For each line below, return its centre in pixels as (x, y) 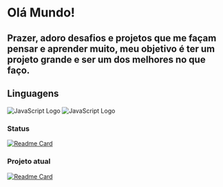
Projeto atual (29, 162)
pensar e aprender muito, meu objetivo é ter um (111, 48)
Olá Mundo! (41, 13)
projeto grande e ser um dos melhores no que (106, 59)
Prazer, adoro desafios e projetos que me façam (112, 38)
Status (18, 129)
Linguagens (33, 93)
